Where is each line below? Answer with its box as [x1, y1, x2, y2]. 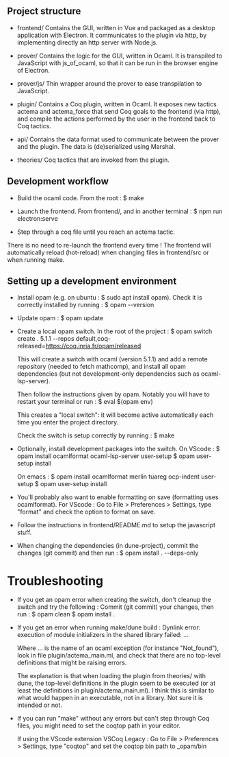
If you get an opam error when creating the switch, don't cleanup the [16, 596, 212, 604]
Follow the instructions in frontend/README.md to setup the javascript [16, 521, 216, 529]
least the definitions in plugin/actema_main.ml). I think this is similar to [16, 686, 215, 695]
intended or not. [16, 701, 63, 709]
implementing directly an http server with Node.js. [16, 38, 159, 47]
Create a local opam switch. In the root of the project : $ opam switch [16, 327, 213, 335]
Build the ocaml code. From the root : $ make [16, 193, 144, 202]
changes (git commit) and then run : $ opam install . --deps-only [16, 549, 199, 557]
